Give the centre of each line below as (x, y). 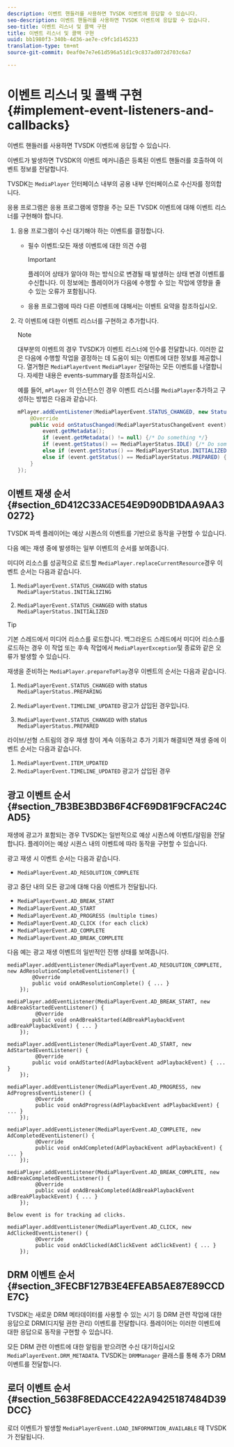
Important (42, 259)
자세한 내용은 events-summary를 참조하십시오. (91, 375)
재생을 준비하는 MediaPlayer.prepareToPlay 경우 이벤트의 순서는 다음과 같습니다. (117, 671)
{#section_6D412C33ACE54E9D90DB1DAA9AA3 (116, 505)
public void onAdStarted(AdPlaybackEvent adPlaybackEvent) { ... (129, 1063)
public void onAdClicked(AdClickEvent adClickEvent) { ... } (126, 1246)
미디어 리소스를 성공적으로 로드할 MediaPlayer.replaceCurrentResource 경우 (111, 563)
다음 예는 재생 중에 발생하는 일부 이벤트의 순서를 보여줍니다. (88, 548)
